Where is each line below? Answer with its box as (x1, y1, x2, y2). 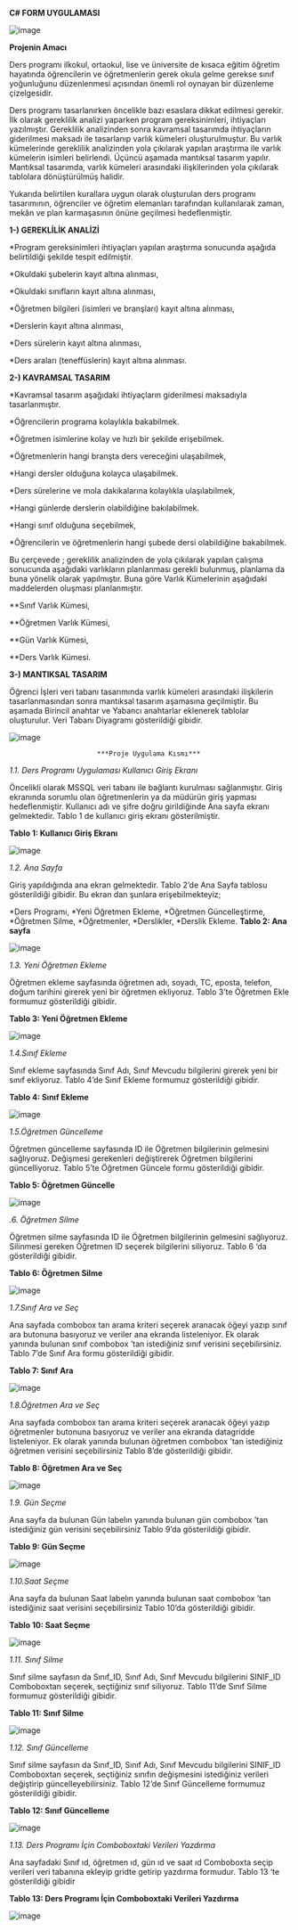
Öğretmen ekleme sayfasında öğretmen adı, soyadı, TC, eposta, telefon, (9, 977, 273, 987)
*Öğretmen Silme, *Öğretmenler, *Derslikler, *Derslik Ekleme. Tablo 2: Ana (9, 916, 287, 926)
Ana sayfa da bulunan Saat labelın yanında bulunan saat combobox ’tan (9, 1593, 271, 1603)
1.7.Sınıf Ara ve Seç (9, 1303, 79, 1313)
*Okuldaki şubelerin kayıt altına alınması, (9, 269, 158, 279)
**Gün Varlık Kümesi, (9, 634, 89, 645)
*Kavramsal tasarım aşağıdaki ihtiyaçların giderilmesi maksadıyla (9, 389, 247, 400)
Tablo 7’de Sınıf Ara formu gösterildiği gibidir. (9, 1348, 174, 1358)
